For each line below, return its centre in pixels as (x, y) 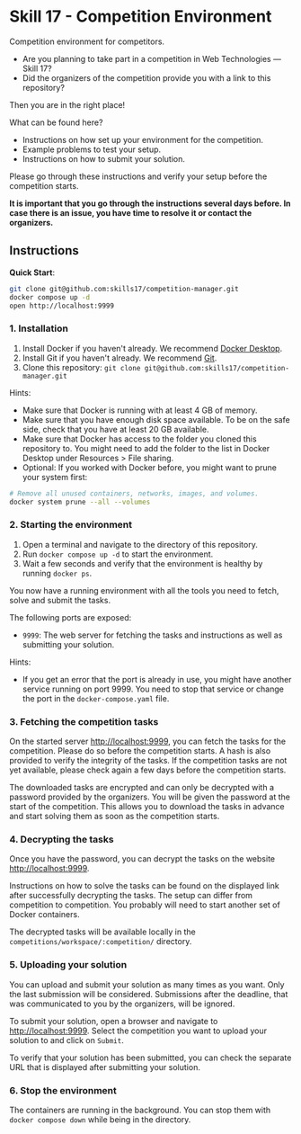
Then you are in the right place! (67, 104)
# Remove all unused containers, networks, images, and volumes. (134, 493)
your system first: (55, 477)
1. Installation (39, 328)
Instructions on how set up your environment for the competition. (142, 139)
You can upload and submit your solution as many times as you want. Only (147, 984)
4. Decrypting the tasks (62, 839)
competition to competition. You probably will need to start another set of (145, 905)
